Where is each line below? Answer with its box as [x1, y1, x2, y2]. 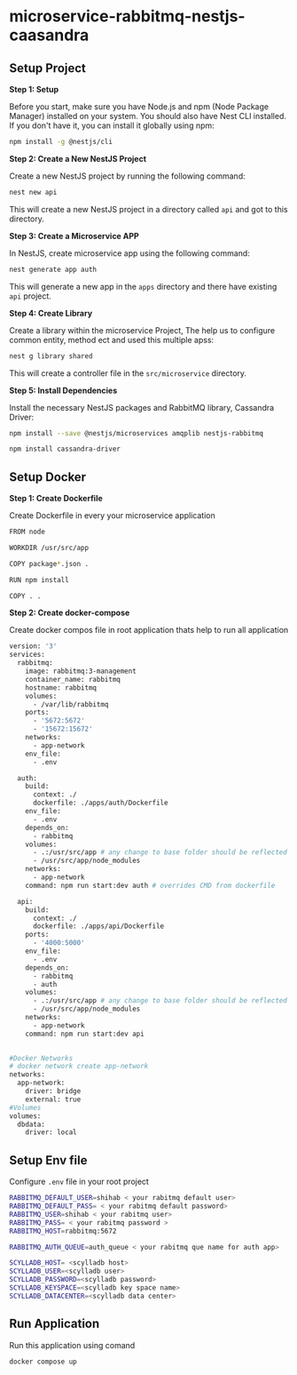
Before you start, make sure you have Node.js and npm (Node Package [9, 101, 269, 112]
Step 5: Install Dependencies [9, 385, 118, 396]
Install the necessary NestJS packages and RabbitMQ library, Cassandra [9, 402, 275, 412]
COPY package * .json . [9, 559, 90, 568]
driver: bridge [25, 1087, 82, 1096]
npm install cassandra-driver [9, 444, 121, 454]
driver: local [25, 1128, 77, 1137]
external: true [25, 1095, 82, 1104]
